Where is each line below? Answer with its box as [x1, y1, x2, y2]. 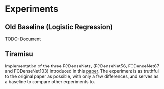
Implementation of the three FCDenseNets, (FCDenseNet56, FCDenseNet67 [5, 63, 159, 69]
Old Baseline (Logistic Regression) [5, 23, 113, 31]
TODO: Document [5, 36, 41, 42]
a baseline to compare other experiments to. [5, 78, 95, 84]
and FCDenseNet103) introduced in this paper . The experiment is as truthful [5, 68, 159, 74]
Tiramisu [5, 50, 33, 58]
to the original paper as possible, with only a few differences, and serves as [5, 73, 159, 79]
